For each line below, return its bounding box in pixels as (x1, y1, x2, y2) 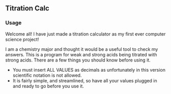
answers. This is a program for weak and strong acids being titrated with (5, 51, 157, 57)
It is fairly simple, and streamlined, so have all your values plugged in (12, 77, 157, 83)
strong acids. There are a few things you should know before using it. (5, 57, 151, 63)
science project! (5, 36, 39, 42)
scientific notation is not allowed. (12, 72, 82, 78)
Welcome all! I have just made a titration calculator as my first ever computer (5, 30, 166, 37)
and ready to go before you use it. (12, 83, 84, 89)
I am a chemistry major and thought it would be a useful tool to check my (5, 46, 158, 52)
